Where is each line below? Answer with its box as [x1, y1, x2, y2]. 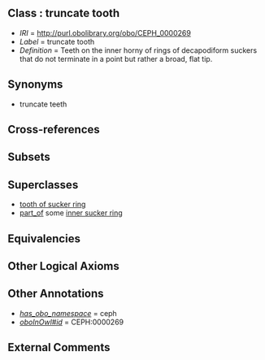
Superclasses [7, 178, 79, 192]
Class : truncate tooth [7, 7, 120, 20]
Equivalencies [7, 232, 80, 245]
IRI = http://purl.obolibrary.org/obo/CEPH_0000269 [19, 28, 192, 37]
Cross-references [7, 123, 101, 137]
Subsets [7, 150, 50, 164]
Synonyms [7, 77, 63, 92]
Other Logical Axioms [7, 259, 119, 273]
